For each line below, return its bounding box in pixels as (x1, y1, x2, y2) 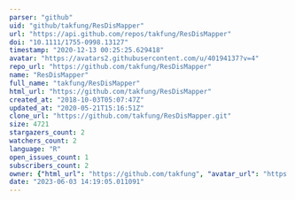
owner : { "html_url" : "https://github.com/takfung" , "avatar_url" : (9, 169, 260, 178)
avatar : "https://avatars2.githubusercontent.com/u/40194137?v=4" (9, 54, 260, 63)
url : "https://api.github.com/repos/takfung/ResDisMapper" (9, 29, 232, 38)
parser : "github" (9, 12, 74, 22)
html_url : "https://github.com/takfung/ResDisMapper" (9, 87, 213, 96)
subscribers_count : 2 (9, 161, 89, 170)
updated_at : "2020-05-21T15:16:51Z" (9, 104, 144, 112)
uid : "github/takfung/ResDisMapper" (9, 21, 144, 30)
